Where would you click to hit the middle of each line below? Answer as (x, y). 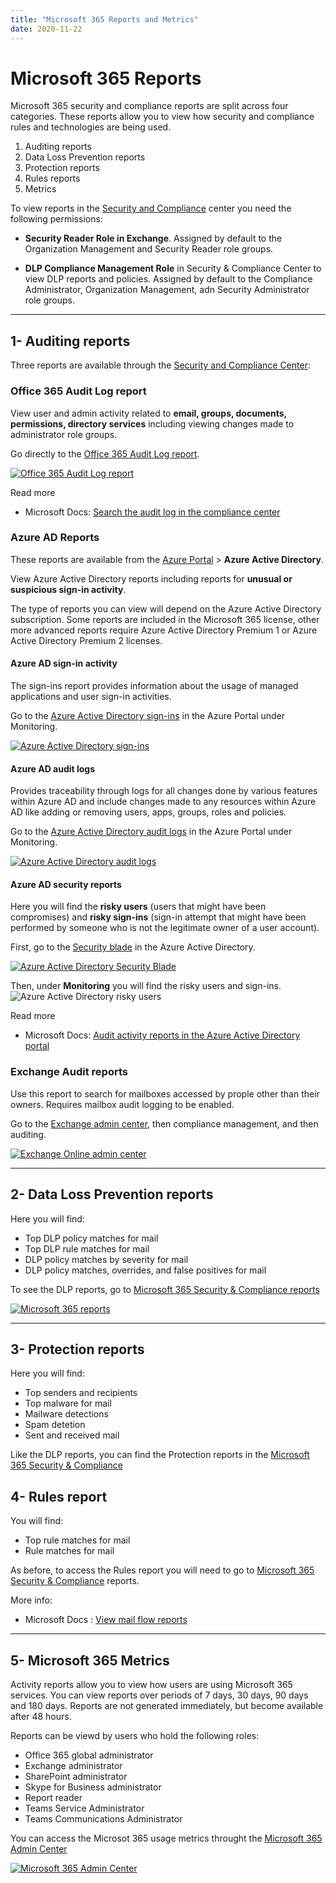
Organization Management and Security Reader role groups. (149, 249)
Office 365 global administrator (89, 1755)
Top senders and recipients (81, 1393)
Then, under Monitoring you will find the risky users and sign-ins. (146, 986)
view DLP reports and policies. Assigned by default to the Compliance (168, 279)
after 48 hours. (41, 1716)
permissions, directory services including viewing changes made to (152, 423)
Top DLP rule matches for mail (87, 1248)
